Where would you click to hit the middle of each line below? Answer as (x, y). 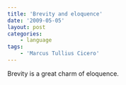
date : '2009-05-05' (36, 21)
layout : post (27, 27)
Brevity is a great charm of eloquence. (63, 73)
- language (36, 40)
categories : (25, 34)
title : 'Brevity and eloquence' (55, 14)
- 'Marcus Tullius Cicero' (60, 54)
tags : (15, 47)
